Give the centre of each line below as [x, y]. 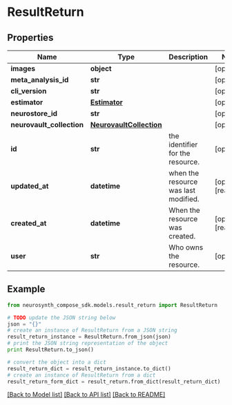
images [23, 68]
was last [182, 190]
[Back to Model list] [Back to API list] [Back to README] [86, 395]
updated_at [30, 186]
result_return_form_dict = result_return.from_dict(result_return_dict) [114, 382]
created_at [29, 223]
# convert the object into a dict [57, 362]
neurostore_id [34, 113]
